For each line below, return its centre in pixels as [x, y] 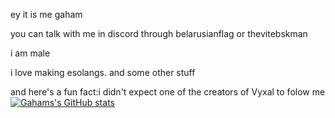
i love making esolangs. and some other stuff [103, 72]
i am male [30, 53]
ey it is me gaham [46, 14]
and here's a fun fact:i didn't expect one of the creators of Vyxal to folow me [168, 92]
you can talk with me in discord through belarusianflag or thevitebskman [159, 33]
